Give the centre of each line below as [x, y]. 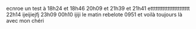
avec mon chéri [25, 21]
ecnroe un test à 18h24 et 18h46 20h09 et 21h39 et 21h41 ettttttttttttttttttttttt [98, 8]
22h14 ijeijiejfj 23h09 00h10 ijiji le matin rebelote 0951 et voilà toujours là [94, 14]
